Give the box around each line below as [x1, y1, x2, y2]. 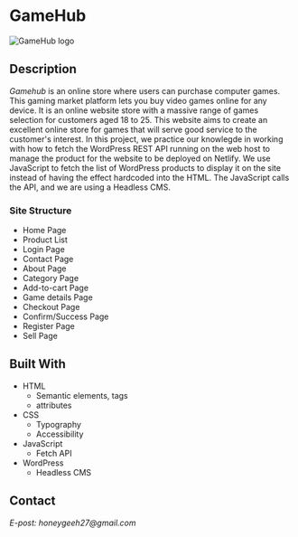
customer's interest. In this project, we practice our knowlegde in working [9, 133, 284, 145]
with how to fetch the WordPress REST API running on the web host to [9, 143, 271, 154]
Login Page [22, 244, 65, 255]
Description [9, 61, 77, 77]
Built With [9, 356, 66, 372]
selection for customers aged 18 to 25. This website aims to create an [9, 114, 268, 125]
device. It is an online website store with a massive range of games [9, 105, 259, 116]
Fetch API [35, 447, 72, 458]
